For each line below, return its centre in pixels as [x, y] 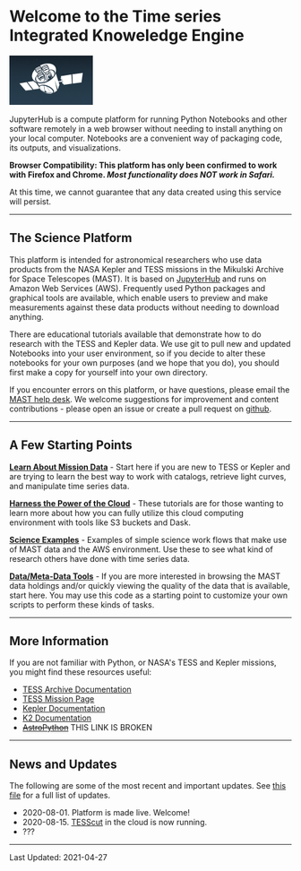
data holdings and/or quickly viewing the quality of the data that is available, [150, 585]
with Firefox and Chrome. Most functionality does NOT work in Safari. [142, 174]
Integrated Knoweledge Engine [127, 35]
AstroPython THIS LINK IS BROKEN [87, 728]
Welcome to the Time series [116, 17]
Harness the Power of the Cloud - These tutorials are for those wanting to [146, 503]
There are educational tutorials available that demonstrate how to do [135, 334]
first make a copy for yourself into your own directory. [109, 372]
